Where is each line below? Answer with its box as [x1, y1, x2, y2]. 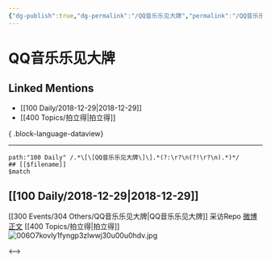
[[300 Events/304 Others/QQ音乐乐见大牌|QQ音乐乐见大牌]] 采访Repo [8, 211, 242, 222]
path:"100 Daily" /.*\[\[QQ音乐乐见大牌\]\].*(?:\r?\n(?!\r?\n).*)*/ [8, 153, 240, 161]
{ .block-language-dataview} [8, 128, 104, 138]
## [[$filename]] [8, 160, 67, 168]
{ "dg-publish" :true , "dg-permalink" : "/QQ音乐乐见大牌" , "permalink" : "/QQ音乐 [8, 11, 260, 20]
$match [8, 167, 31, 176]
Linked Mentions [8, 81, 94, 95]
